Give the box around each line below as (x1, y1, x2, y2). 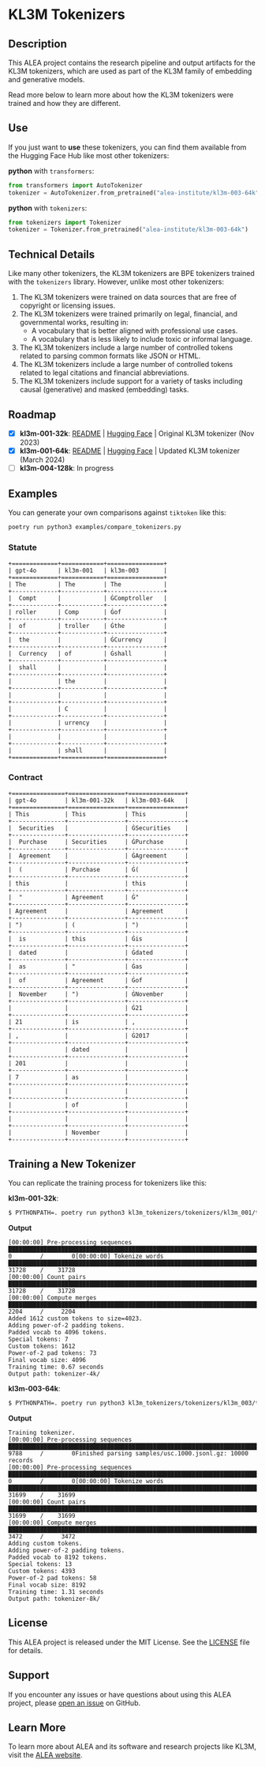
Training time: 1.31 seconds (8, 1587, 104, 1595)
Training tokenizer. (8, 1428, 77, 1436)
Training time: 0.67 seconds (8, 1363, 104, 1372)
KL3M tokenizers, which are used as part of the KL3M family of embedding (8, 66, 252, 76)
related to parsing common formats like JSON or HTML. (19, 351, 201, 361)
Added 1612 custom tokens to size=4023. (8, 1315, 144, 1322)
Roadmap (8, 407, 57, 421)
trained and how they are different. (8, 99, 121, 108)
